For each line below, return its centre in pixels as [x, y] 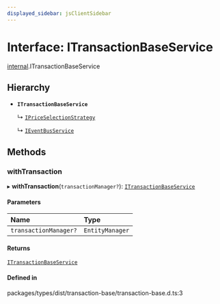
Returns [19, 248]
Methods [27, 152]
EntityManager [107, 231]
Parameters [24, 202]
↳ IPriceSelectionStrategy [56, 118]
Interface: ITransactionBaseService [110, 47]
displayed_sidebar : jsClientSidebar [59, 13]
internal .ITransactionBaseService [54, 66]
